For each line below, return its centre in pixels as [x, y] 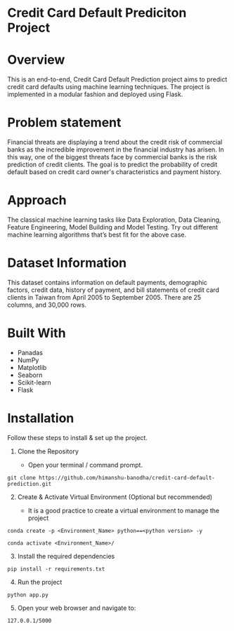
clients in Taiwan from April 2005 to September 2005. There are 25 [104, 297]
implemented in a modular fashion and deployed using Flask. [95, 94]
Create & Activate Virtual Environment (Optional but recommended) [115, 497]
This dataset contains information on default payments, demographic [107, 282]
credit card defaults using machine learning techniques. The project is [109, 87]
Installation [41, 418]
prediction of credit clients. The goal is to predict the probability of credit [112, 165]
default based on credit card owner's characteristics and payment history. [115, 172]
